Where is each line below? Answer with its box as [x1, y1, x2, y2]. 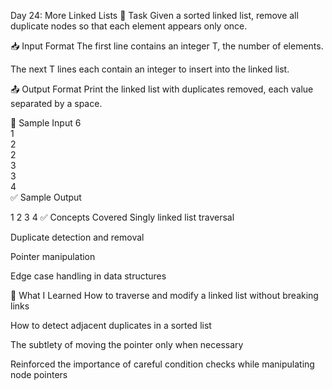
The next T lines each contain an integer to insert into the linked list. [10, 63, 290, 75]
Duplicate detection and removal [10, 231, 145, 243]
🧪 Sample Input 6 [10, 117, 82, 129]
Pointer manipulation [10, 251, 96, 262]
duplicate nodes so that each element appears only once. [10, 20, 248, 32]
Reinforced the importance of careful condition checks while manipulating [10, 358, 315, 370]
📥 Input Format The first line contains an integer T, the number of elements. [10, 40, 324, 52]
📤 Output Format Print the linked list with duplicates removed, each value [10, 83, 314, 95]
